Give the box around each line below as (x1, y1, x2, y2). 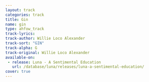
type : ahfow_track (5, 26, 44, 32)
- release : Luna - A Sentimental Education (7, 60, 101, 65)
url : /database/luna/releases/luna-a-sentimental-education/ (12, 64, 144, 69)
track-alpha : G (5, 45, 38, 50)
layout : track (5, 7, 36, 13)
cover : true (5, 69, 31, 74)
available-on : (5, 54, 36, 60)
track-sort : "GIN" (5, 41, 44, 46)
